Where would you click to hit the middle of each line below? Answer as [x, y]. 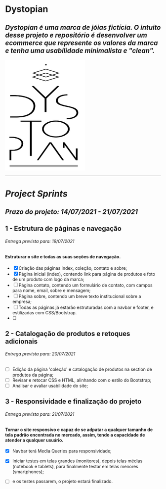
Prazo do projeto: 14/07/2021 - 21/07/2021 [72, 212]
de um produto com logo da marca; [48, 279]
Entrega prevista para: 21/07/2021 [40, 414]
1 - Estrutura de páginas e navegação [63, 229]
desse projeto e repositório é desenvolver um [76, 35]
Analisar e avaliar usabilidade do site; [50, 386]
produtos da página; [33, 375]
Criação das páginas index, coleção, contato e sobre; [73, 268]
